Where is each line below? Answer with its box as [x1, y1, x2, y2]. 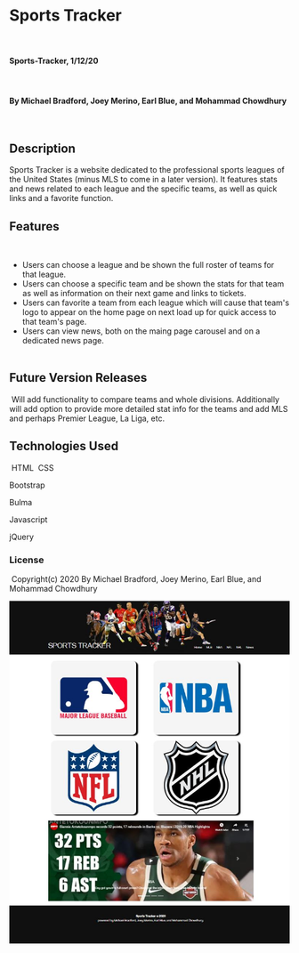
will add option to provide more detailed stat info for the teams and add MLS [9, 403, 288, 414]
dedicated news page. [21, 335, 104, 345]
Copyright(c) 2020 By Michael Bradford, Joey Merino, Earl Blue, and [11, 573, 262, 584]
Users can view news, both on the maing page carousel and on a [21, 326, 261, 336]
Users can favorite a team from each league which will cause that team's [21, 297, 290, 308]
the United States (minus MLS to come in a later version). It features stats [9, 174, 278, 185]
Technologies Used [9, 439, 118, 454]
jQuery [9, 531, 34, 542]
